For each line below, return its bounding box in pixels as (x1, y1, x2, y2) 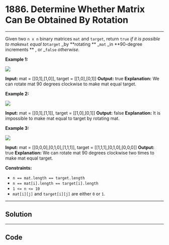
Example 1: (5, 56, 29, 62)
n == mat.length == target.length (12, 175, 85, 180)
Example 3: (5, 125, 29, 131)
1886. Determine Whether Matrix (5, 4, 145, 15)
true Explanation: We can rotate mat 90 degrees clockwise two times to (5, 150, 154, 156)
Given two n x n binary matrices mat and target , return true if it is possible (5, 35, 160, 41)
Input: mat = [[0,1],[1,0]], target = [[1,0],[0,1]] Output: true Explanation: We (5, 75, 159, 81)
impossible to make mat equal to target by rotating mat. (5, 115, 120, 121)
